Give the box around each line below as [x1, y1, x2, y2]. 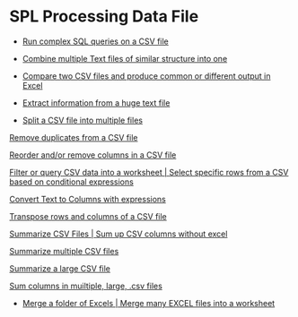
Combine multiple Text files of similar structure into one [22, 53, 228, 64]
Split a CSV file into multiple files [22, 115, 144, 125]
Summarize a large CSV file [9, 262, 110, 274]
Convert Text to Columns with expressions [9, 193, 166, 204]
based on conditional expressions [9, 176, 135, 187]
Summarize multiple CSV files [9, 245, 119, 256]
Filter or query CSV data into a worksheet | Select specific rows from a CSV [9, 167, 289, 177]
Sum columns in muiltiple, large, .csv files [9, 280, 163, 291]
